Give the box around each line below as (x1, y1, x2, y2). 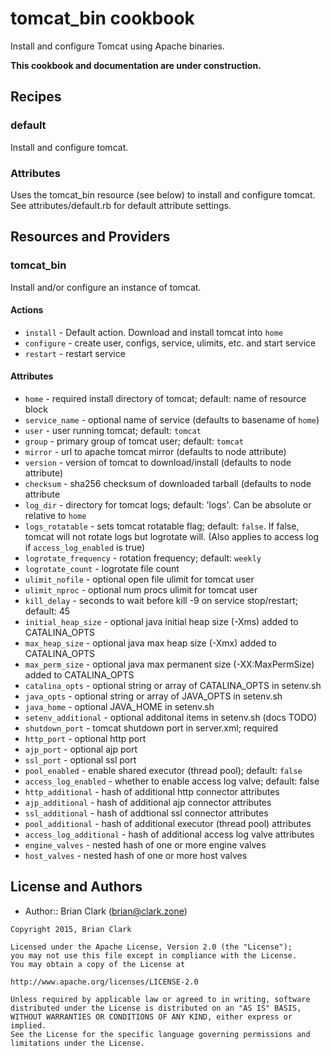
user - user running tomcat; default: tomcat (24, 425, 202, 437)
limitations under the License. (10, 1038, 145, 1048)
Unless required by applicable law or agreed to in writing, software (10, 994, 311, 1004)
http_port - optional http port (24, 733, 147, 745)
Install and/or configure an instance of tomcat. (10, 281, 202, 293)
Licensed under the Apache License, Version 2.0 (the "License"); (10, 942, 293, 952)
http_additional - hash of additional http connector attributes (24, 786, 280, 798)
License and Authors (10, 878, 143, 896)
